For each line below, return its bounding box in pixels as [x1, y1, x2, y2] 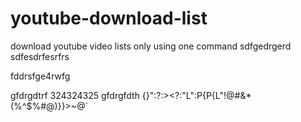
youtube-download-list [10, 7, 208, 30]
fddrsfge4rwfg [10, 70, 71, 82]
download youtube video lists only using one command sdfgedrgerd [10, 40, 292, 52]
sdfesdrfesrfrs [10, 50, 70, 62]
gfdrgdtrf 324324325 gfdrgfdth [10, 89, 140, 101]
